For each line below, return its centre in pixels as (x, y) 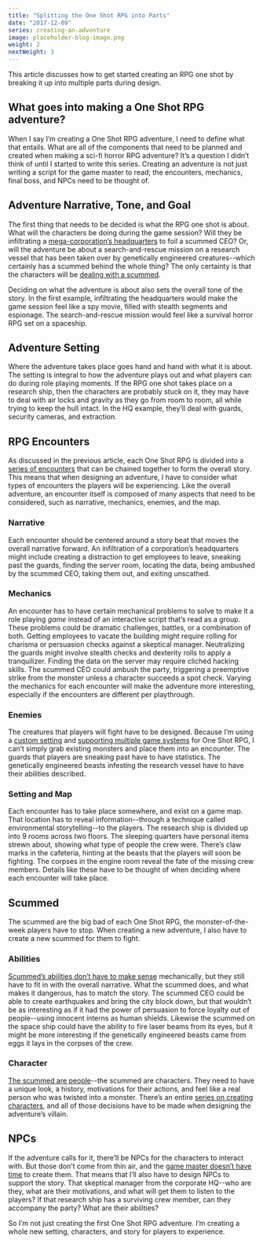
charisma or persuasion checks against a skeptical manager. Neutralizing (126, 644)
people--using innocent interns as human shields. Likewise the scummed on (131, 1018)
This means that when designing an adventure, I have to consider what (123, 478)
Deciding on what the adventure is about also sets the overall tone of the (126, 290)
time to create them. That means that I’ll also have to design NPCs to (119, 1174)
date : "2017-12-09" (40, 23)
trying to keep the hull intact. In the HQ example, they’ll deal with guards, (126, 408)
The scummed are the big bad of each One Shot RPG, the (101, 922)
